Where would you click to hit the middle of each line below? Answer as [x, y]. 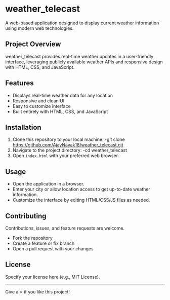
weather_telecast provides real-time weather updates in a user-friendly [79, 56]
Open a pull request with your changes [53, 249]
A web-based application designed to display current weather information [82, 23]
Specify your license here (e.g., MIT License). [53, 277]
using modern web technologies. [39, 28]
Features [19, 83]
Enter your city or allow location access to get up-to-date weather [81, 189]
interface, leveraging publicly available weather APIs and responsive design [84, 62]
